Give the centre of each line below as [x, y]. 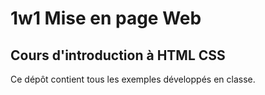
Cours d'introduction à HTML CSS [118, 55]
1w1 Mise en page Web [106, 18]
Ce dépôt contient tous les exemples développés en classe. [133, 79]
